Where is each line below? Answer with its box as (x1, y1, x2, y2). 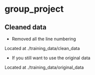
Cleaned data (4, 23, 47, 31)
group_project (4, 3, 64, 15)
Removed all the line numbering (11, 36, 76, 42)
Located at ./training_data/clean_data (4, 46, 80, 51)
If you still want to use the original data (11, 55, 91, 61)
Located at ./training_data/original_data (4, 65, 84, 70)
